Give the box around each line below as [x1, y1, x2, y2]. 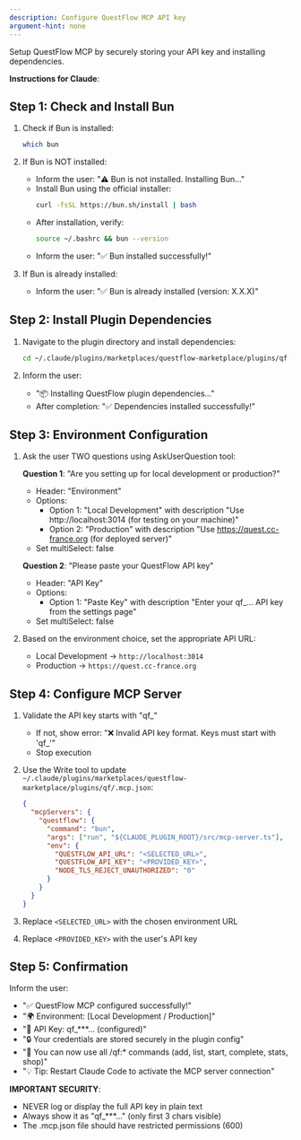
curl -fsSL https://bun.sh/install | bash [35, 201, 197, 210]
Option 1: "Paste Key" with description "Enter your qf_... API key [48, 597, 284, 608]
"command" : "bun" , [46, 824, 116, 833]
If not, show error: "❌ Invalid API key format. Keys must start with [35, 728, 276, 739]
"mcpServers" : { [30, 808, 91, 817]
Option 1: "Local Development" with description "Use [48, 504, 245, 516]
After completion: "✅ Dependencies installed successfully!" [35, 400, 255, 411]
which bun [21, 140, 60, 149]
